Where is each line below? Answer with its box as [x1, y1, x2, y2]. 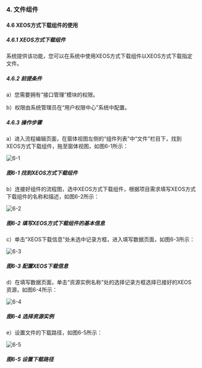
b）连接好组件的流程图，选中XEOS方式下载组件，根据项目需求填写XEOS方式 [6, 185, 196, 193]
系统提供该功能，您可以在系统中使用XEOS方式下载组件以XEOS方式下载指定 [6, 52, 193, 60]
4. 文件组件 [6, 5, 38, 13]
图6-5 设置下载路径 [6, 355, 54, 363]
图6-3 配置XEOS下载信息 [6, 262, 69, 269]
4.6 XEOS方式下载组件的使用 [6, 21, 78, 28]
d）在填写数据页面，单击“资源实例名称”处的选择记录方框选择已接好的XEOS [6, 278, 192, 286]
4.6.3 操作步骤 [6, 119, 42, 126]
